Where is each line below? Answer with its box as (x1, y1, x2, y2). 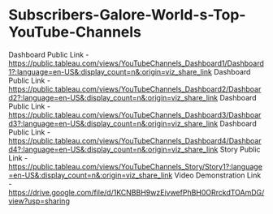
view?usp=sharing (8, 196, 71, 206)
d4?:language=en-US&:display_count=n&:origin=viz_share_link (8, 144, 219, 154)
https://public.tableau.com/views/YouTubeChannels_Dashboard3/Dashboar (8, 109, 262, 119)
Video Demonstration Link (174, 170, 262, 180)
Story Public (219, 144, 262, 154)
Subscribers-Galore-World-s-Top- (8, 6, 246, 24)
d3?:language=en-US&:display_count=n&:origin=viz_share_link (8, 118, 219, 128)
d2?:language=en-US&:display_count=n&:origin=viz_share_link (8, 92, 218, 102)
